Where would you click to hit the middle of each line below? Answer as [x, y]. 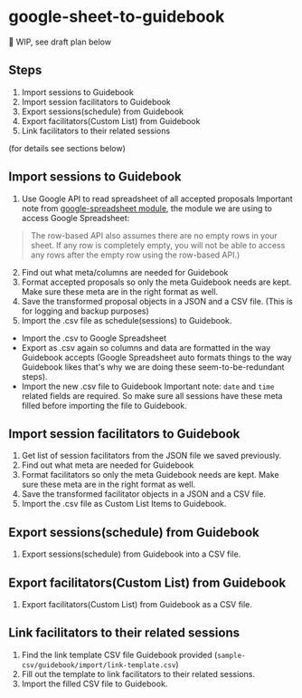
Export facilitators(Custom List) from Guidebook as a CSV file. [137, 604]
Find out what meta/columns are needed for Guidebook [125, 272]
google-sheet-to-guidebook [117, 17]
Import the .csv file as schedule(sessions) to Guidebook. [127, 320]
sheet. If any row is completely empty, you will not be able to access [158, 245]
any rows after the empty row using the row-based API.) [135, 255]
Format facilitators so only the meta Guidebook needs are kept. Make [150, 475]
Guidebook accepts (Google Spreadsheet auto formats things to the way [156, 357]
